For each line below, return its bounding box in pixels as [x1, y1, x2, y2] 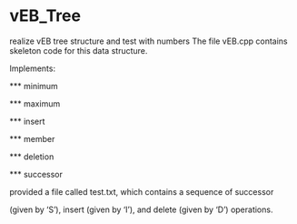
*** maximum [9, 97, 61, 109]
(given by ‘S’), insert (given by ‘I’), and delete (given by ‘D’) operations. [9, 204, 273, 215]
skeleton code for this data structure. [9, 45, 148, 56]
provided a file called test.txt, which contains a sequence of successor [9, 186, 274, 197]
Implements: [9, 63, 56, 74]
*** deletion [9, 151, 54, 162]
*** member [9, 133, 55, 144]
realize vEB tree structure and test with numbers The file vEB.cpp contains [9, 36, 288, 46]
